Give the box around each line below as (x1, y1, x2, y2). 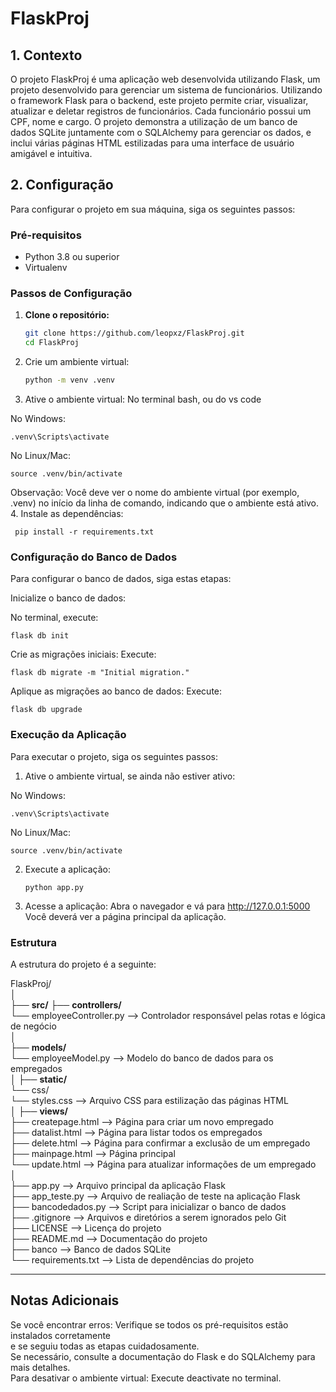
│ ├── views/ (10, 1105, 68, 1117)
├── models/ (10, 1041, 67, 1053)
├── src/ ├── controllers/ (10, 998, 122, 1011)
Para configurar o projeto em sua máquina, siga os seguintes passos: (10, 203, 296, 215)
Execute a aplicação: (24, 863, 111, 875)
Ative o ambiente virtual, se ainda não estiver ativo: (24, 770, 236, 782)
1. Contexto (10, 47, 83, 64)
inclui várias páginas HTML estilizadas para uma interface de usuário (10, 137, 295, 149)
